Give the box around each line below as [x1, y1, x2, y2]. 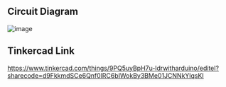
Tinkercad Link [7, 45, 75, 57]
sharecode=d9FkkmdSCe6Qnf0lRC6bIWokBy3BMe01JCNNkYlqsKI [7, 71, 204, 80]
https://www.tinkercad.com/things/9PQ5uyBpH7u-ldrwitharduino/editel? [7, 64, 219, 72]
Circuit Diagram [7, 6, 78, 18]
